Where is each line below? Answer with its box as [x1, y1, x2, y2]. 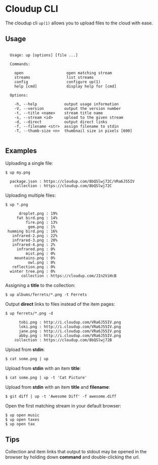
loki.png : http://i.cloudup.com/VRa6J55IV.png [18, 324, 122, 329]
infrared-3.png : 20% [12, 238, 58, 243]
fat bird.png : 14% [16, 215, 58, 220]
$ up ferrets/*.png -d [5, 311, 53, 316]
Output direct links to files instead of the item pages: [5, 301, 115, 307]
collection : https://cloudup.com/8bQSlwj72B [14, 337, 112, 342]
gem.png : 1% [27, 224, 56, 229]
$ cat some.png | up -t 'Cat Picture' [5, 375, 87, 380]
